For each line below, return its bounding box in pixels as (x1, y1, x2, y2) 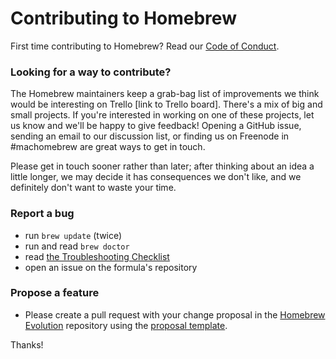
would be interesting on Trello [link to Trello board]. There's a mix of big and (10, 98, 323, 111)
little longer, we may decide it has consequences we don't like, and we (10, 171, 302, 183)
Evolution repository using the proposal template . (24, 319, 228, 331)
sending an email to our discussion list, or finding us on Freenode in (10, 130, 290, 142)
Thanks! (10, 338, 44, 351)
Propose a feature (10, 286, 100, 300)
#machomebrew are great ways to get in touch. (10, 141, 206, 153)
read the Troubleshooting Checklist (24, 250, 170, 262)
